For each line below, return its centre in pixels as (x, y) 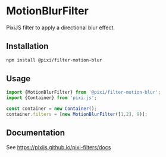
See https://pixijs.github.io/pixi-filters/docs (59, 147)
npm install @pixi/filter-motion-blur (54, 60)
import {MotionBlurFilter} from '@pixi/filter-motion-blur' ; (84, 93)
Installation (27, 46)
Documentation (36, 133)
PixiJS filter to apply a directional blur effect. (60, 27)
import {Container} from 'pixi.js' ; (51, 98)
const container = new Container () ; (51, 109)
